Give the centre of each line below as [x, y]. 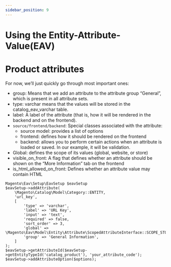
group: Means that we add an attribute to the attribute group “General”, [87, 93]
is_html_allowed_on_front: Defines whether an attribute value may [81, 169]
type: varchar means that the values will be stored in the [72, 104]
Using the [26, 35]
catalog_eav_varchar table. [40, 109]
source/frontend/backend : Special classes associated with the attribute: [88, 126]
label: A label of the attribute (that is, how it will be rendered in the [82, 114]
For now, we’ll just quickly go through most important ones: [67, 83]
